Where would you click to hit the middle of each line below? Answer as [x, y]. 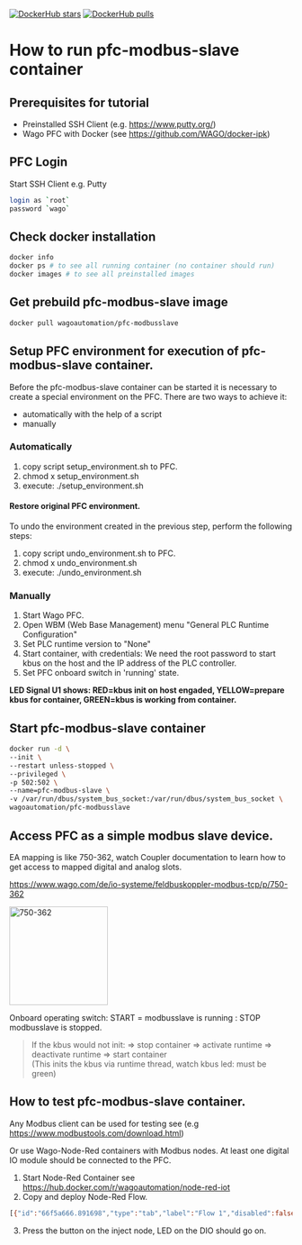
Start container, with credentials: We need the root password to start [149, 654]
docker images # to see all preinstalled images [102, 275]
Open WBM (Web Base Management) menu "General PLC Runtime [146, 625]
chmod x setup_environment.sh [80, 476]
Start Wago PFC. [53, 615]
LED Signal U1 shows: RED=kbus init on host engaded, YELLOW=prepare [147, 690]
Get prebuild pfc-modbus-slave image [119, 302]
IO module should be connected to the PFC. [90, 1160]
